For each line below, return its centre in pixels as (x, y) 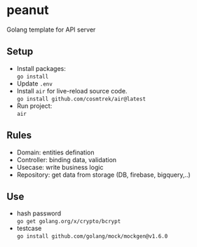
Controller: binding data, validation (67, 159)
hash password (39, 213)
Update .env (35, 84)
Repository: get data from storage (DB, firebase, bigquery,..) (103, 175)
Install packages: (41, 68)
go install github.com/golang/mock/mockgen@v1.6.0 (92, 236)
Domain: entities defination (55, 152)
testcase (29, 228)
